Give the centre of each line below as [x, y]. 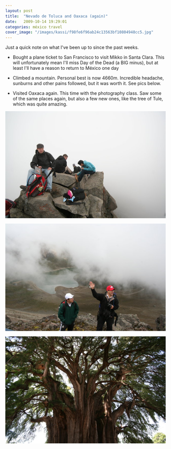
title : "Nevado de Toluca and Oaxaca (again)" [57, 16]
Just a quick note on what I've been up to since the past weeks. [72, 47]
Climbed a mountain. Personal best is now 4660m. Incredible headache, [88, 78]
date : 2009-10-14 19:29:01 [36, 21]
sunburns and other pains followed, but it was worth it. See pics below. [87, 84]
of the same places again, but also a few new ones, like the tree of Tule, [88, 99]
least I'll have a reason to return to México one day [66, 68]
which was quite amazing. [40, 104]
